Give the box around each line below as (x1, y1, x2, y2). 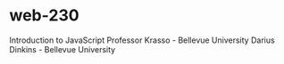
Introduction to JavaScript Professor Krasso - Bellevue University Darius (9, 35, 275, 45)
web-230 (9, 5, 79, 26)
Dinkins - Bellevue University (9, 44, 116, 54)
